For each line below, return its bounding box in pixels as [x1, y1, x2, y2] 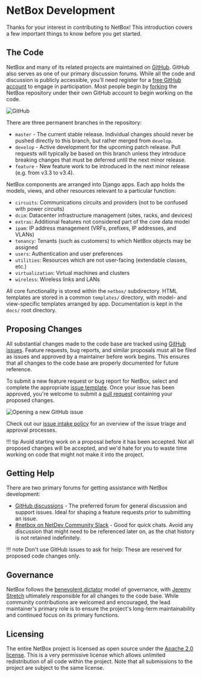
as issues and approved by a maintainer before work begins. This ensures [6, 353, 190, 360]
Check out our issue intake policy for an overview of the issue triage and [6, 420, 186, 427]
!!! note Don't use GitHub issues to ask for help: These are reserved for [6, 546, 182, 553]
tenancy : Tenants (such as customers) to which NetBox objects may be [14, 237, 191, 244]
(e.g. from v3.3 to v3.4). [14, 169, 74, 176]
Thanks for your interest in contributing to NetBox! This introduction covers [6, 24, 193, 31]
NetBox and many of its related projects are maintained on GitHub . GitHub [6, 63, 190, 71]
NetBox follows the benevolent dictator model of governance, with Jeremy [6, 586, 191, 593]
